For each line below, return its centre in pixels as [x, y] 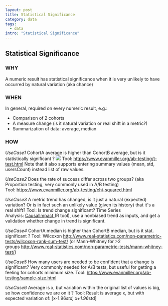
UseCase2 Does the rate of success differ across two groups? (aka [75, 179]
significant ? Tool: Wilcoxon [34, 236]
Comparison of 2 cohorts [38, 118]
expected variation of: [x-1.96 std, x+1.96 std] [51, 298]
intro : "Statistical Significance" [42, 33]
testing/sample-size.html [31, 278]
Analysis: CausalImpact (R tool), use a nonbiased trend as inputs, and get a [83, 216]
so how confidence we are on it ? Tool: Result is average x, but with [75, 293]
